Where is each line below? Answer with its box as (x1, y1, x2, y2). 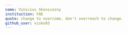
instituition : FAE (5, 12, 43, 16)
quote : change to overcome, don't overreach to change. (5, 16, 124, 21)
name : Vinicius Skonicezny (5, 7, 61, 12)
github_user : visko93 (5, 20, 50, 26)
